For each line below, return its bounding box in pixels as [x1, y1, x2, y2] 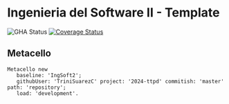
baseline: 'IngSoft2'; [16, 72, 82, 79]
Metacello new [7, 65, 48, 73]
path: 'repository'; [7, 84, 67, 91]
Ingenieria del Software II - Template [7, 5, 220, 21]
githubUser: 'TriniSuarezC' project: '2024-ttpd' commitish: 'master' [16, 78, 225, 85]
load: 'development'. [16, 90, 79, 97]
